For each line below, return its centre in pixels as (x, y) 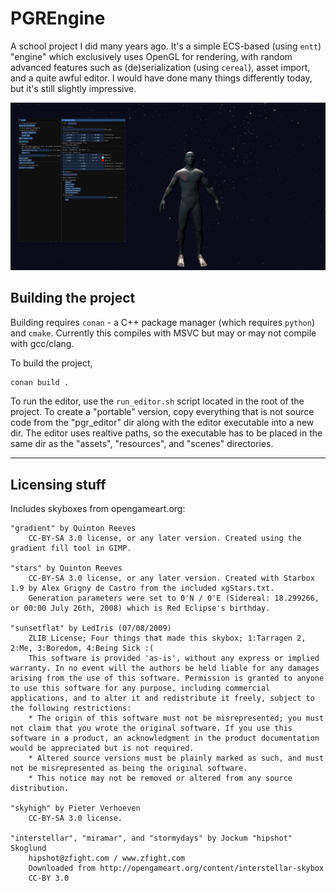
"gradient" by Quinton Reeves (73, 528)
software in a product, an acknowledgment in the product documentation (165, 738)
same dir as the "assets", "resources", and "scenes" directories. (142, 444)
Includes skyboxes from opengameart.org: (98, 509)
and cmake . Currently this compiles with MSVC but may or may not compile (163, 333)
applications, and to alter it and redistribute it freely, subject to (162, 698)
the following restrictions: (71, 708)
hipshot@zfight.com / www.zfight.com (107, 858)
